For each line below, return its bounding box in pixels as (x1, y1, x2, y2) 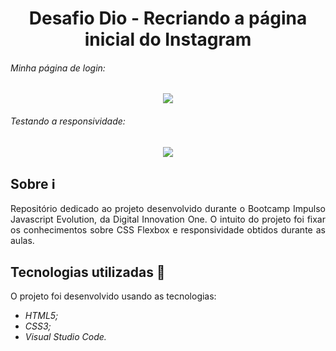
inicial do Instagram (84, 28, 252, 51)
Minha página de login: (10, 62, 106, 74)
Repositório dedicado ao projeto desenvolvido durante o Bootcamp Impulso (10, 203, 326, 215)
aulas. (10, 235, 35, 247)
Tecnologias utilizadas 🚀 (10, 263, 166, 281)
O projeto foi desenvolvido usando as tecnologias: (10, 290, 217, 302)
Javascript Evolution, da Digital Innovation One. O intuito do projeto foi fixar (10, 213, 326, 226)
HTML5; (24, 310, 59, 322)
